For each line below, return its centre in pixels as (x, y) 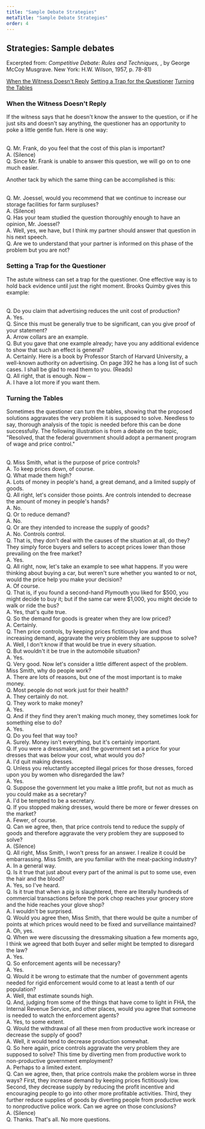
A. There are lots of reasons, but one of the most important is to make (94, 677)
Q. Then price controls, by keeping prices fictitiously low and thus (89, 632)
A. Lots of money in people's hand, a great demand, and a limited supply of (101, 482)
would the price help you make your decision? (64, 580)
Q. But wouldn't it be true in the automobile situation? (73, 651)
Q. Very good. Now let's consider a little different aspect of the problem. (97, 664)
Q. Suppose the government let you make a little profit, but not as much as (100, 788)
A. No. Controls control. (36, 534)
